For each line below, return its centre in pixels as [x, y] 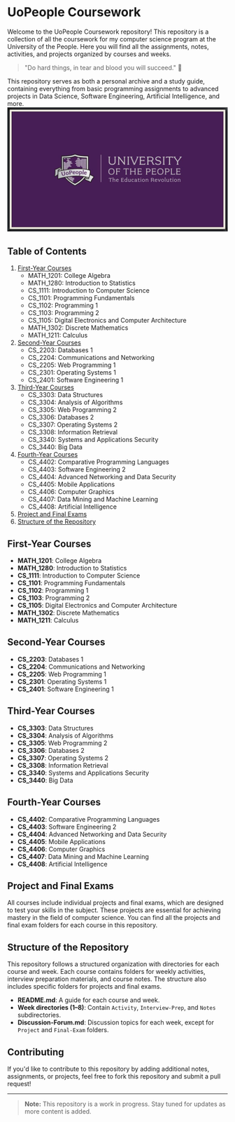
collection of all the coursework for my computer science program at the [112, 39]
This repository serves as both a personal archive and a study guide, [106, 81]
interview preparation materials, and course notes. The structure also [107, 979]
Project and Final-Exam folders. [63, 1030]
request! [19, 1083]
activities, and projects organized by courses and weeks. [89, 54]
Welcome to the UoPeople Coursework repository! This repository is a [108, 32]
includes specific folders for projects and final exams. [85, 987]
